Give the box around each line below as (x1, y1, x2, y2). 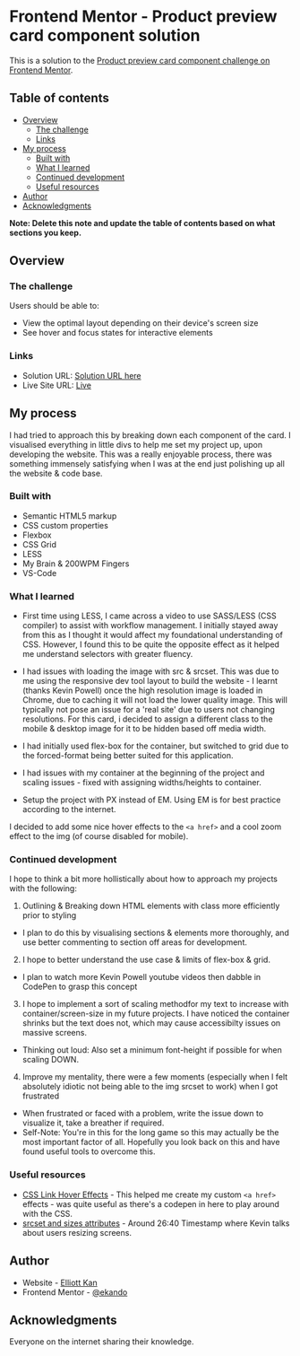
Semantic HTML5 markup (21, 510, 117, 521)
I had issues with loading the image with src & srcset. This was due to (21, 666, 279, 677)
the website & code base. (9, 468, 103, 478)
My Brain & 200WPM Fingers (21, 558, 130, 569)
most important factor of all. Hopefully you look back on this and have (21, 1137, 280, 1148)
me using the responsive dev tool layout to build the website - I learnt (21, 676, 279, 687)
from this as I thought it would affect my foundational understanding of (21, 630, 284, 641)
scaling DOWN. (21, 1054, 79, 1065)
